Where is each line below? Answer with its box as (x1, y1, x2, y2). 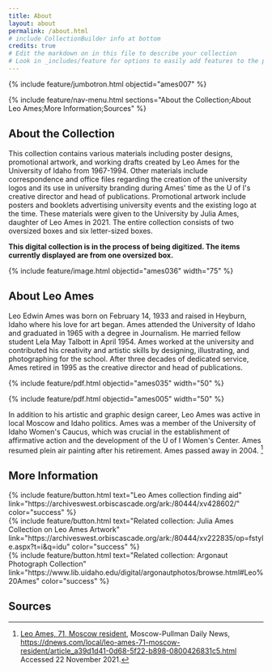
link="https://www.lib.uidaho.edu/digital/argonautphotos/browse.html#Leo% (8, 568, 264, 577)
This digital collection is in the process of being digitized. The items (8, 241, 240, 251)
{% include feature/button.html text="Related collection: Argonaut (8, 550, 228, 559)
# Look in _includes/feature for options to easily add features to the (8, 57, 259, 66)
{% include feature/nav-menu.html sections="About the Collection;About (8, 95, 252, 104)
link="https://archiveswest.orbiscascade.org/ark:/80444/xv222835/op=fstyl (8, 533, 264, 542)
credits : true (8, 42, 57, 50)
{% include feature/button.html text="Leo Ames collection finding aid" (8, 490, 242, 500)
